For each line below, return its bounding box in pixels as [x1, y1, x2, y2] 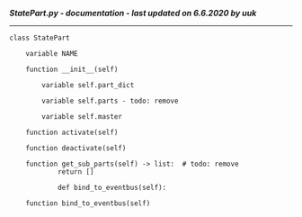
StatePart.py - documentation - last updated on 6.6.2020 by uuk [9, 8, 257, 18]
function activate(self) [25, 128, 119, 137]
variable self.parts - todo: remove [41, 96, 179, 105]
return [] [57, 167, 94, 176]
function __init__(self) [25, 65, 119, 74]
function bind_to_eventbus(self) [25, 199, 151, 208]
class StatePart [9, 33, 70, 42]
